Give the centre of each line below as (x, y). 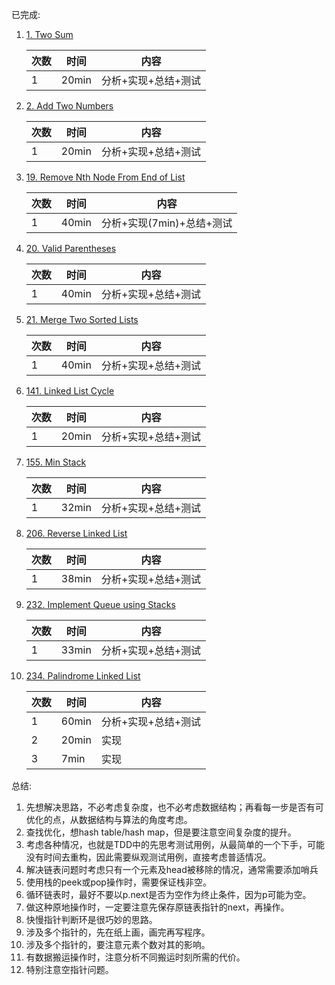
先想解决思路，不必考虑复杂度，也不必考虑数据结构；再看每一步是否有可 (174, 807)
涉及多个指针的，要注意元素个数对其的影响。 (118, 944)
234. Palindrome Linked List (83, 676)
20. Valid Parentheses (71, 248)
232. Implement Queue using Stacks (100, 604)
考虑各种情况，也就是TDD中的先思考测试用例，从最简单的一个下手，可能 (175, 844)
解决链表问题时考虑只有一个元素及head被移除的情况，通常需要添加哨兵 (172, 869)
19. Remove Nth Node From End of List (105, 177)
